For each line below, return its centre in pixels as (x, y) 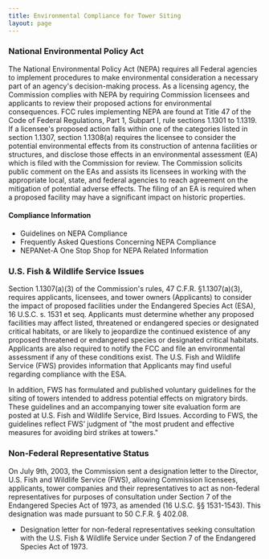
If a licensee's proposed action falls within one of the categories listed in (128, 129)
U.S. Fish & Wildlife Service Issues (76, 271)
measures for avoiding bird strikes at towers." (84, 433)
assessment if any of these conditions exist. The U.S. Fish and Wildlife (124, 357)
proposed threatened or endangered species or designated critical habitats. (134, 340)
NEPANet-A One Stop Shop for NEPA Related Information (114, 251)
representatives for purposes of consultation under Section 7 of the (120, 496)
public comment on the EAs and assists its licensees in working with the (127, 171)
